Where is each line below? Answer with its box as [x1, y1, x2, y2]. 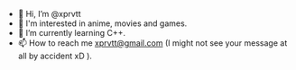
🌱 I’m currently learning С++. [17, 28, 126, 38]
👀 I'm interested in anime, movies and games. [17, 18, 188, 29]
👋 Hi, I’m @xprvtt [17, 9, 81, 19]
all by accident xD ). [17, 50, 93, 61]
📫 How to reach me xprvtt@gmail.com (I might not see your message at [17, 38, 288, 48]
